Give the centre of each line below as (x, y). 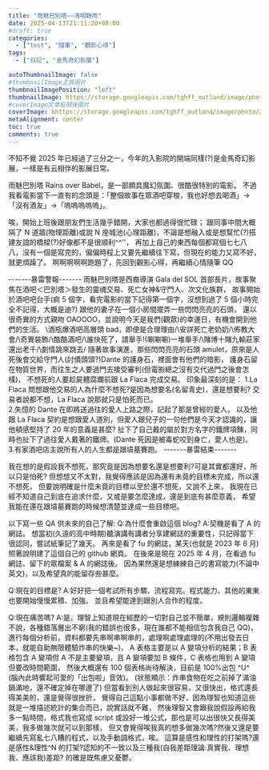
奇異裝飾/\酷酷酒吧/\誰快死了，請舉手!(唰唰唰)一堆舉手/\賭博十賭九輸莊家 (140, 339)
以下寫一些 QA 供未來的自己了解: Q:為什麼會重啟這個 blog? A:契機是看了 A (130, 523)
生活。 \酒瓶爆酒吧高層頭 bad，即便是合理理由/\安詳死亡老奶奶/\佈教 (135, 329)
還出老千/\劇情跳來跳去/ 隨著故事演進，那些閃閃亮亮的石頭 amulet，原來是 (130, 349)
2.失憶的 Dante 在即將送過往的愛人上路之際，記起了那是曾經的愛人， (121, 409)
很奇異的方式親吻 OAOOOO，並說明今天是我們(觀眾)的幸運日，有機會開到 (129, 319)
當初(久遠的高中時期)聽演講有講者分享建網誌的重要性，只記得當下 (146, 533)
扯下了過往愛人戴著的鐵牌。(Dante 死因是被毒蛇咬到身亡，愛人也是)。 (137, 439)
